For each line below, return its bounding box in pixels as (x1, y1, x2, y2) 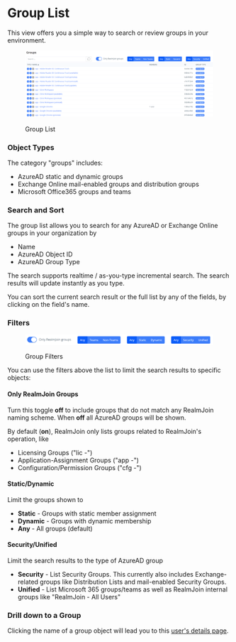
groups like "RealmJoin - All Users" (17, 592, 121, 601)
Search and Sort (7, 205, 64, 215)
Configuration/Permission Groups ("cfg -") (17, 463, 142, 472)
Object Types (7, 142, 55, 152)
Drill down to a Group (7, 610, 82, 620)
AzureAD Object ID (17, 250, 73, 259)
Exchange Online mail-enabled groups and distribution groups (17, 180, 200, 189)
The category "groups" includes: (7, 158, 103, 168)
